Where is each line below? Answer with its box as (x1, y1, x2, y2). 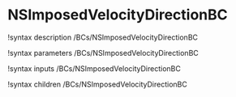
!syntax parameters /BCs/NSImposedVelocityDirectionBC (7, 48, 200, 57)
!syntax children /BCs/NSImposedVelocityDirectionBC (7, 79, 187, 89)
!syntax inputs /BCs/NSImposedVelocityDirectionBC (7, 63, 182, 74)
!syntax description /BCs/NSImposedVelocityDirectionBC (7, 32, 199, 42)
